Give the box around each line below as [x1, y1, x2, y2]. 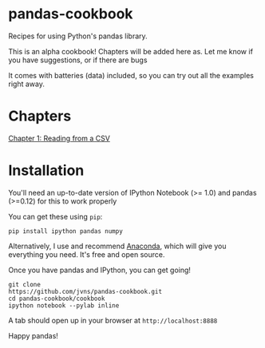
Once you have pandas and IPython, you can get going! [8, 265, 192, 275]
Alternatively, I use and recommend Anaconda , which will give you [8, 241, 227, 251]
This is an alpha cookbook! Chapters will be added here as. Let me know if [8, 46, 254, 56]
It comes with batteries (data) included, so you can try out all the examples [8, 70, 254, 80]
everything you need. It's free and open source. [8, 249, 165, 259]
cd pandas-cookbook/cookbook [8, 295, 105, 303]
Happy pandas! [8, 330, 58, 340]
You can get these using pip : [8, 212, 103, 221]
